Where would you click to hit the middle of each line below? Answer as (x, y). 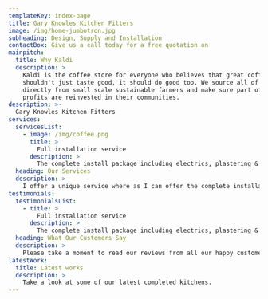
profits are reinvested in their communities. (101, 97)
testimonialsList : (46, 201)
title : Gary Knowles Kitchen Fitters (71, 23)
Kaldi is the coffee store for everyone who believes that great (134, 75)
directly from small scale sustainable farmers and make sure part (137, 90)
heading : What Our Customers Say (71, 238)
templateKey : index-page (49, 16)
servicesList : (39, 127)
